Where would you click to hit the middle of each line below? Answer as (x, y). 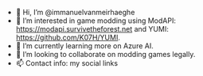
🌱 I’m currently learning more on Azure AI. (84, 46)
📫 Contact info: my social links (66, 63)
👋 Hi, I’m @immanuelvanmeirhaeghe (75, 12)
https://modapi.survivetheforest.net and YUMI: (92, 29)
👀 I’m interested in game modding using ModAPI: (96, 21)
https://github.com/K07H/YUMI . (68, 37)
